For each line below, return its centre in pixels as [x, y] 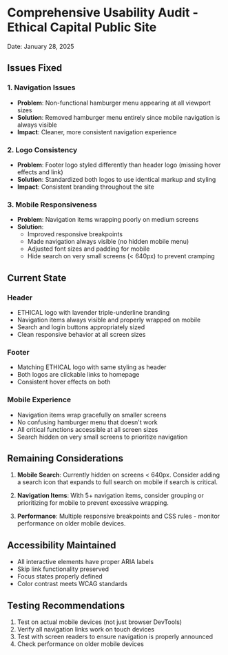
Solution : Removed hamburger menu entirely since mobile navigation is [118, 117]
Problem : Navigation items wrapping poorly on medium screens [108, 220]
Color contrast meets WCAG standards [72, 584]
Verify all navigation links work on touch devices [86, 629]
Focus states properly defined [60, 576]
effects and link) [40, 172]
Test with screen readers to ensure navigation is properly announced [115, 636]
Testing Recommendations [66, 605]
